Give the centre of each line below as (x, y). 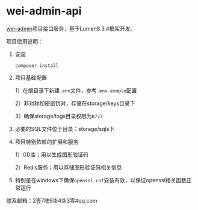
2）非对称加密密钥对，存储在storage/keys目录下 (75, 103)
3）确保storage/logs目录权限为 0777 (59, 116)
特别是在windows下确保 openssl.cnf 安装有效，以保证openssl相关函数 (101, 180)
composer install (37, 65)
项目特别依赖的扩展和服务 (47, 142)
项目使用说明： (25, 41)
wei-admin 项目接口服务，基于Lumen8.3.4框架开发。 (71, 28)
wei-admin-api (44, 11)
